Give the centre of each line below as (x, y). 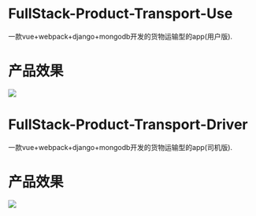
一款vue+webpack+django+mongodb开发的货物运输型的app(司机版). (121, 147)
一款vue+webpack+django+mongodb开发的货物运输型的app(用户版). (121, 36)
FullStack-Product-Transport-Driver (128, 124)
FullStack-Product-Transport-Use (121, 14)
